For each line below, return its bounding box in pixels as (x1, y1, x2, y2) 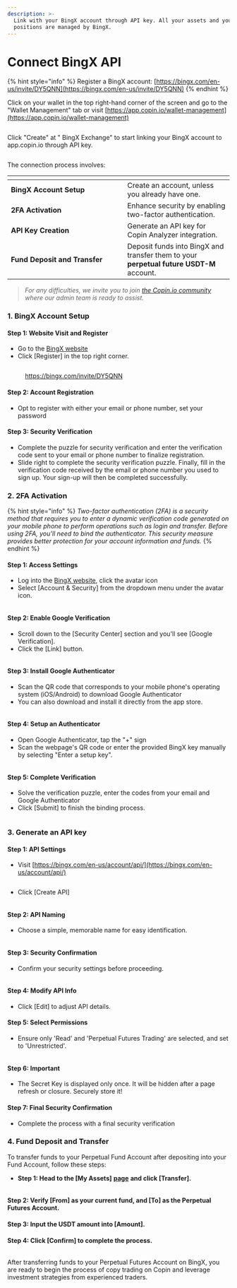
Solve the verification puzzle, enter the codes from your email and (17, 788, 210, 797)
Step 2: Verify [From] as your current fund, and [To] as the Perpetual (7, 1196, 212, 1205)
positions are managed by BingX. (13, 23, 112, 30)
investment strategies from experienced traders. (7, 1273, 148, 1282)
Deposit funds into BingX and (127, 242, 224, 252)
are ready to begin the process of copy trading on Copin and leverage (7, 1265, 210, 1274)
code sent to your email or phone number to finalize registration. (17, 450, 205, 459)
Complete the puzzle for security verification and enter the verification (17, 443, 223, 451)
